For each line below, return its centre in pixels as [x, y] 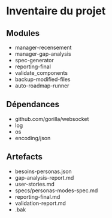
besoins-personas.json [43, 171]
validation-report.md [40, 203]
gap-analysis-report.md [44, 177]
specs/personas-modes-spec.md [56, 190]
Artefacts [25, 157]
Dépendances [33, 105]
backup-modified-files [43, 79]
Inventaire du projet [56, 11]
